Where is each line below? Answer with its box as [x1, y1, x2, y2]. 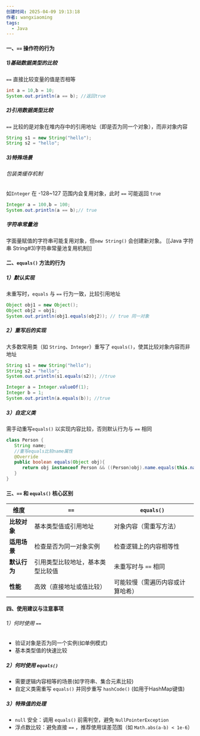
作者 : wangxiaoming [6, 14, 53, 20]
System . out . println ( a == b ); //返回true [6, 93, 106, 99]
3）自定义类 [6, 409, 36, 416]
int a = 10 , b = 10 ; [6, 87, 55, 93]
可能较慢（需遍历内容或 [114, 578, 180, 587]
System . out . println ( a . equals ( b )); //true [6, 395, 111, 402]
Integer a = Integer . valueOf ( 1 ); [6, 384, 89, 390]
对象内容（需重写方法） [114, 522, 180, 531]
